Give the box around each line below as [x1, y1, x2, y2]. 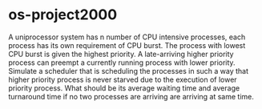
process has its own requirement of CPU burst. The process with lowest [8, 40, 246, 50]
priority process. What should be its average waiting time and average [8, 83, 240, 93]
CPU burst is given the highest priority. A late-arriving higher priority [8, 49, 234, 59]
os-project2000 [8, 6, 118, 24]
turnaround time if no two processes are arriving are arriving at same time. [8, 91, 254, 101]
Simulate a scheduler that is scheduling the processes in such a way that [8, 66, 249, 75]
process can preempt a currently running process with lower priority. [8, 58, 236, 67]
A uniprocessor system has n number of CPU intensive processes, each [8, 32, 246, 42]
